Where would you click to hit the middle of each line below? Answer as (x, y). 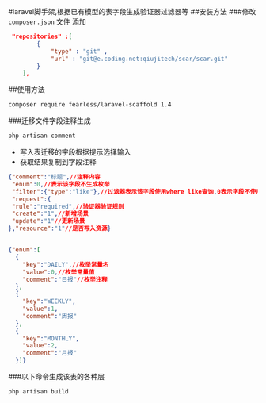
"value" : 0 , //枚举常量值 (59, 272)
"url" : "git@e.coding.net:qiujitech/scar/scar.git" (139, 59)
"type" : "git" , (79, 51)
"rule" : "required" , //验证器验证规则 (68, 206)
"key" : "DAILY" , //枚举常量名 (66, 264)
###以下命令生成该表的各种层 (57, 376)
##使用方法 (27, 90)
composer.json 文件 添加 (47, 21)
